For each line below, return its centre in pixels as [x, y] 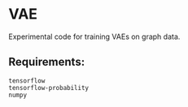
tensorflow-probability [49, 88]
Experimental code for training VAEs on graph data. [94, 36]
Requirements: [47, 62]
